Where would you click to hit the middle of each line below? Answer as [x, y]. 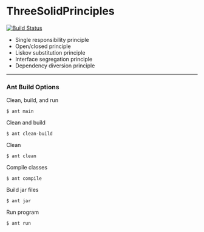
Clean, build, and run [32, 100]
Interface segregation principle [54, 59]
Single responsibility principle [52, 39]
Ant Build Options [33, 87]
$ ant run [19, 223]
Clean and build [26, 123]
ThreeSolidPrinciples [60, 11]
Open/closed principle [43, 46]
